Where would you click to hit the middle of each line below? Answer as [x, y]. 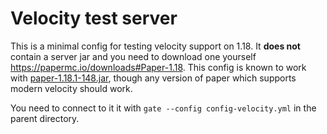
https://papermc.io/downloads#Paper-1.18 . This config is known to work [158, 67]
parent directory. [45, 118]
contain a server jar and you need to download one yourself [133, 56]
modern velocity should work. [71, 88]
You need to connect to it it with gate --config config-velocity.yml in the [163, 108]
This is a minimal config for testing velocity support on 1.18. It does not [155, 46]
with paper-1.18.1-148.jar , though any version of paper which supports [153, 78]
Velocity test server [94, 18]
